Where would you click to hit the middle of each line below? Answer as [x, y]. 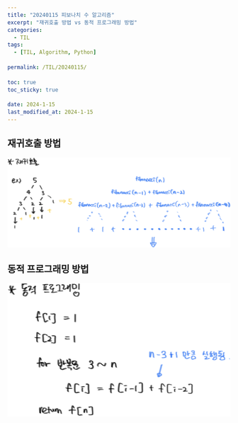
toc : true [22, 82]
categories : [25, 30]
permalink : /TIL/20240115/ [47, 67]
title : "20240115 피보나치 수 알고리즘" [61, 15]
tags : [15, 45]
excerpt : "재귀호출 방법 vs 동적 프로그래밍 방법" [72, 22]
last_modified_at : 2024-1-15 [50, 112]
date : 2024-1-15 [31, 105]
